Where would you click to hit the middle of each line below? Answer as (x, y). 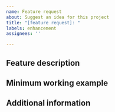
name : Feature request (34, 12)
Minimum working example (57, 83)
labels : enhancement (32, 28)
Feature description (43, 63)
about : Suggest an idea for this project (58, 17)
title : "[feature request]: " (43, 23)
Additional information (48, 103)
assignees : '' (24, 34)
